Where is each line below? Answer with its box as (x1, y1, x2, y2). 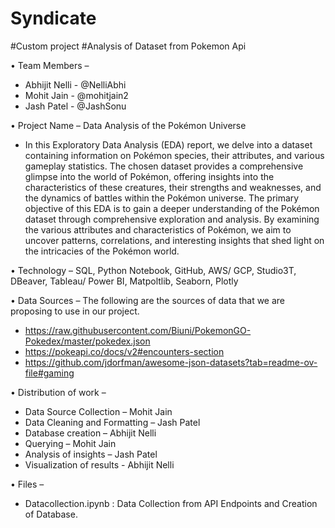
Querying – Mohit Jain (24, 437, 117, 449)
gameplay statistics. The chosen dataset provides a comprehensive (24, 160, 304, 172)
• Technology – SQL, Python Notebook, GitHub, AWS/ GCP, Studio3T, (10, 264, 297, 276)
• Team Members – (10, 59, 90, 71)
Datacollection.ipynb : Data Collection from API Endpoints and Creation (24, 497, 318, 509)
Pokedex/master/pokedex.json (24, 335, 151, 347)
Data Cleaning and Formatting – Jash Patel (24, 416, 201, 428)
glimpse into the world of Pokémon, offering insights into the (24, 170, 275, 182)
